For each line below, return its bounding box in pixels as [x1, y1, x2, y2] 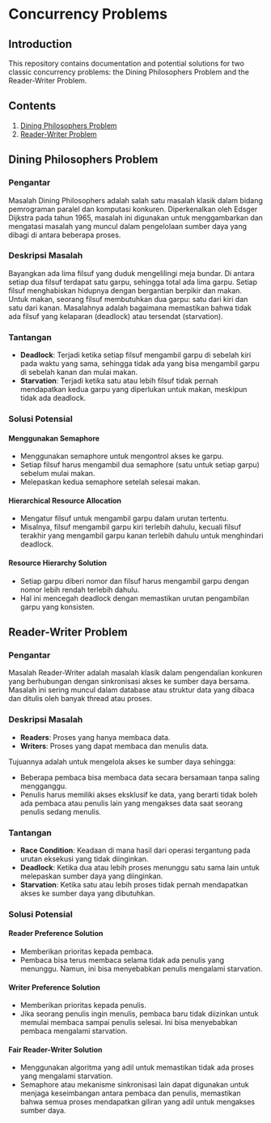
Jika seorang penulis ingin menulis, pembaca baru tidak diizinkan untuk [19, 1009, 259, 1019]
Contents [8, 99, 57, 113]
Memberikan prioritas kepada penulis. [19, 1001, 147, 1010]
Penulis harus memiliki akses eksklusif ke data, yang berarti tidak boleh [19, 789, 258, 799]
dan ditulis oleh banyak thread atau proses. [8, 694, 152, 704]
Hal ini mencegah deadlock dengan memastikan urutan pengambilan [19, 593, 249, 603]
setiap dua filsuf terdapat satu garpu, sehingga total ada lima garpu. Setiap [8, 277, 257, 287]
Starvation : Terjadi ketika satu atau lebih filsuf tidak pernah [19, 376, 218, 385]
